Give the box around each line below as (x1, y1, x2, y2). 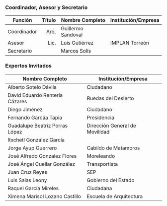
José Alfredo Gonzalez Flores (7, 152, 77, 159)
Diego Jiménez (7, 106, 43, 113)
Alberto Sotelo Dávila (7, 83, 57, 90)
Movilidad (86, 128, 110, 135)
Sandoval (61, 31, 83, 38)
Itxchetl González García (7, 136, 65, 143)
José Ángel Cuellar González (7, 160, 76, 167)
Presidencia (86, 114, 114, 121)
